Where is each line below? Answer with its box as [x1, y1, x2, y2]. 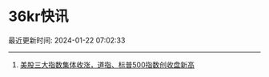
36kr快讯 [8, 7, 69, 26]
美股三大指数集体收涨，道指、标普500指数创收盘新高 [19, 59, 195, 69]
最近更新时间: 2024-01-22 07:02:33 [8, 35, 126, 45]
